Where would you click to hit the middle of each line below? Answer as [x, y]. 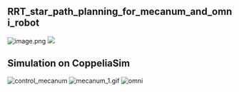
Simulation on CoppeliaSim [69, 63]
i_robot [24, 23]
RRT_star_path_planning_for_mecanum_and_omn [120, 12]
